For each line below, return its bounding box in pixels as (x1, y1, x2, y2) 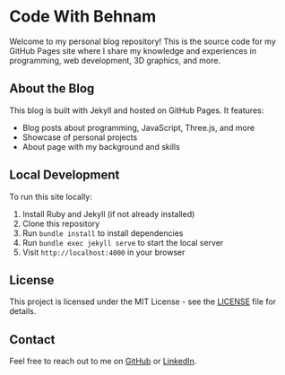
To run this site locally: (9, 191, 92, 202)
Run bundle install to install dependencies (22, 227, 184, 239)
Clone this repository (22, 218, 100, 229)
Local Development (9, 168, 120, 183)
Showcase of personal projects (22, 132, 138, 143)
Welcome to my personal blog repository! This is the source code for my (9, 36, 276, 47)
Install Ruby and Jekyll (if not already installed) (22, 208, 195, 219)
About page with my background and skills (22, 141, 181, 152)
